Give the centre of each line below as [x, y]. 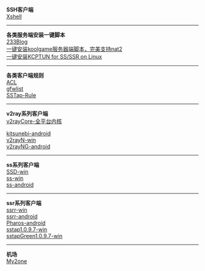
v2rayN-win [21, 140]
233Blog [17, 42]
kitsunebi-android [29, 133]
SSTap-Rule [21, 95]
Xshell [14, 17]
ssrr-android [22, 216]
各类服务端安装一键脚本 [36, 35]
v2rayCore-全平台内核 [34, 121]
